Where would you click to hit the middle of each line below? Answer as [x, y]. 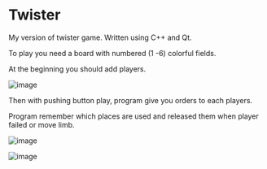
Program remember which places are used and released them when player [133, 116]
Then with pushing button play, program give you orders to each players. [131, 100]
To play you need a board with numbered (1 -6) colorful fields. [112, 53]
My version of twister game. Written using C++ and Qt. [101, 37]
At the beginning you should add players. [77, 69]
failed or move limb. [42, 124]
